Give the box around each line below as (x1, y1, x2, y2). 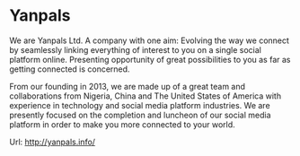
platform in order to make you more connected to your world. (9, 118, 235, 130)
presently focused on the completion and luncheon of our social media (9, 109, 271, 120)
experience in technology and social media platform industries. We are (9, 100, 271, 110)
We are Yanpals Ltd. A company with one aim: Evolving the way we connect (9, 35, 290, 46)
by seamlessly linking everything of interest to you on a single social (9, 44, 262, 55)
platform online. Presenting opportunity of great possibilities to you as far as (9, 54, 291, 65)
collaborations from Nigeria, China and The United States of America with (9, 91, 281, 101)
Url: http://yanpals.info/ (9, 136, 96, 147)
